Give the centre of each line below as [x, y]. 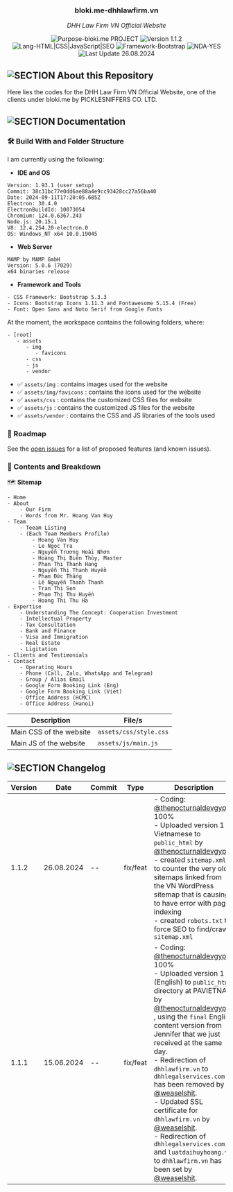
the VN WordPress [184, 886]
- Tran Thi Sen [54, 589]
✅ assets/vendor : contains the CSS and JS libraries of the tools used [116, 415]
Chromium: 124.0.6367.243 [44, 216]
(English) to [173, 982]
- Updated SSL [178, 1102]
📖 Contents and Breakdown [54, 467]
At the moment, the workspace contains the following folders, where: [106, 322]
